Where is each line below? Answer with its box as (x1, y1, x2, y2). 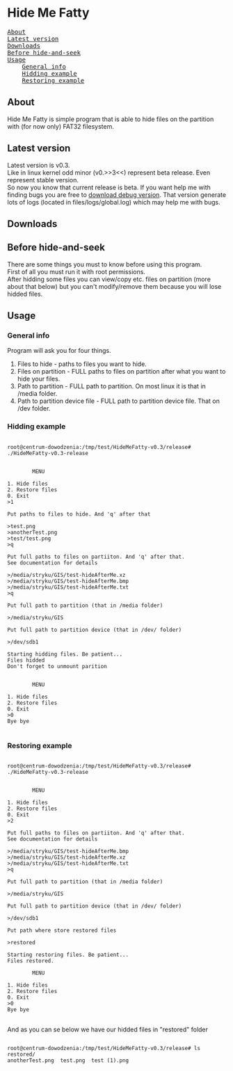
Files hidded (7, 656, 45, 664)
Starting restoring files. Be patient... (7, 951, 129, 958)
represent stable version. (7, 175, 79, 184)
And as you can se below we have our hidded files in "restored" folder (7, 1025, 209, 1034)
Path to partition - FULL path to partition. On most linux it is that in (17, 382, 207, 390)
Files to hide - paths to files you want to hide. (17, 360, 147, 368)
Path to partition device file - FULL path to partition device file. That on (17, 397, 220, 405)
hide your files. (17, 374, 61, 383)
